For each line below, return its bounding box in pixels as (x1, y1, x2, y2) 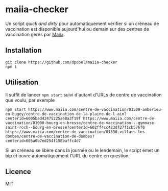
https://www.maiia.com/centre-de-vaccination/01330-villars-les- (5, 129, 147, 134)
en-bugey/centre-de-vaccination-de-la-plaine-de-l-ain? (5, 111, 127, 116)
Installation (5, 46, 42, 55)
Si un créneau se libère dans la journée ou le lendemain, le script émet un (5, 147, 160, 153)
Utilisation (5, 78, 39, 87)
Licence (5, 167, 32, 176)
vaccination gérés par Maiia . (5, 31, 65, 37)
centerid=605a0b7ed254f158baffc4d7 (5, 138, 81, 144)
